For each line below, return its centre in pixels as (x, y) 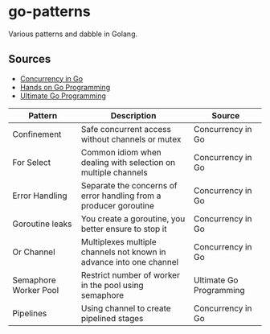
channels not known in (123, 252)
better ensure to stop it (124, 229)
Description (133, 115)
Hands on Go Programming (65, 87)
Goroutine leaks (42, 224)
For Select (31, 162)
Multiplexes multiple (119, 241)
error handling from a (121, 196)
